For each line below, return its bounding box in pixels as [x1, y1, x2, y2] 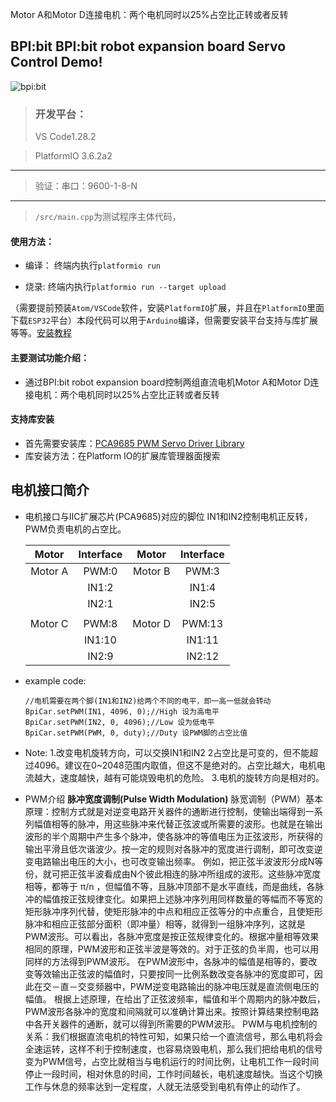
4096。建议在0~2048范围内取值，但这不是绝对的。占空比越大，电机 [33, 759, 317, 771]
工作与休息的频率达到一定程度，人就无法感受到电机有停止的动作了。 [24, 1080, 306, 1092]
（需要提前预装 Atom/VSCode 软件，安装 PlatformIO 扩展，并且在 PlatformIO [10, 302, 307, 314]
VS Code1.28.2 [34, 131, 97, 143]
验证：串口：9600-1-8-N [34, 180, 138, 192]
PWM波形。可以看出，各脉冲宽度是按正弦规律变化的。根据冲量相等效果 [24, 930, 320, 942]
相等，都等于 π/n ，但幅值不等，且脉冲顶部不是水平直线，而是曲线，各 [24, 880, 316, 892]
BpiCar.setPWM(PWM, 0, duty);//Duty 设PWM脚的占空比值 [24, 728, 248, 738]
